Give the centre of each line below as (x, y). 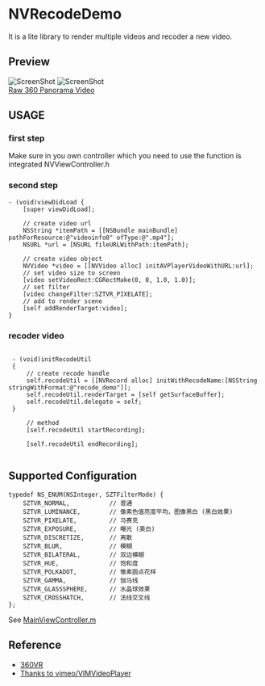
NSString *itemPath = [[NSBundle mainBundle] (101, 230)
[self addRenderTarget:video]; (75, 308)
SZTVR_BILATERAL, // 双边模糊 (84, 554)
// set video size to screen (72, 273)
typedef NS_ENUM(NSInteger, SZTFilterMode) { (86, 495)
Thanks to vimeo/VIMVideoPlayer (75, 673)
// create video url (57, 223)
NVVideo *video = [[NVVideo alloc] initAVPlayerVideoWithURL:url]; (138, 266)
